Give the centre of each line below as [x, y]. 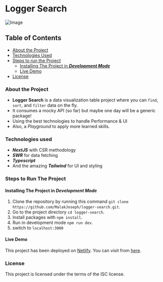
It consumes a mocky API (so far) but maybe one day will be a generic [84, 111]
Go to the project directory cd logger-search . [58, 212]
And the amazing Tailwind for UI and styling [57, 166]
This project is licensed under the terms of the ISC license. [65, 274]
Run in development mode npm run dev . [53, 223]
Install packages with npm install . [47, 217]
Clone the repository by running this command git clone [70, 202]
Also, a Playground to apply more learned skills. [61, 127]
